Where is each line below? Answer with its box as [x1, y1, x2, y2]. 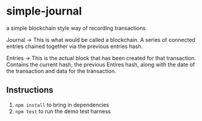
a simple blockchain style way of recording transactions [6, 24, 146, 32]
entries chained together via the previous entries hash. [6, 43, 143, 50]
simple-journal [6, 4, 82, 18]
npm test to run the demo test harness [15, 108, 111, 115]
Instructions [6, 85, 53, 95]
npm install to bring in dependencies [15, 101, 109, 108]
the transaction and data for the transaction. [6, 67, 116, 74]
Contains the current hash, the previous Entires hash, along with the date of [6, 61, 195, 68]
